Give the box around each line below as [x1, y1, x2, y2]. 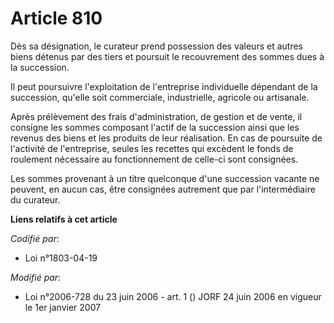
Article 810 [10, 7, 103, 30]
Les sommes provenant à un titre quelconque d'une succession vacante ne [10, 172, 320, 184]
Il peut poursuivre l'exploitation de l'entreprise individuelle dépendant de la [10, 80, 318, 92]
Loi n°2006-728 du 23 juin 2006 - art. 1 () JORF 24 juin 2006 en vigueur [24, 290, 322, 302]
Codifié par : [10, 232, 60, 244]
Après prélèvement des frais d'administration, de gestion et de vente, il [10, 110, 303, 122]
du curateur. [10, 193, 61, 206]
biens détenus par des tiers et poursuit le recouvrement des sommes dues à [10, 50, 325, 62]
